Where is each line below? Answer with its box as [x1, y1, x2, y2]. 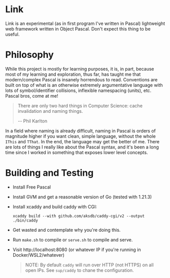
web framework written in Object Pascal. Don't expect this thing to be [5, 25, 151, 32]
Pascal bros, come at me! [5, 92, 58, 99]
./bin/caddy [12, 218, 38, 223]
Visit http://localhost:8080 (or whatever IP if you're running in [12, 246, 141, 253]
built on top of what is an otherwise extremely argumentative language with [5, 82, 163, 88]
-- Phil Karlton [17, 118, 48, 124]
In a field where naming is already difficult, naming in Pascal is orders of [5, 128, 156, 134]
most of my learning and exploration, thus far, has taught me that [5, 71, 141, 77]
